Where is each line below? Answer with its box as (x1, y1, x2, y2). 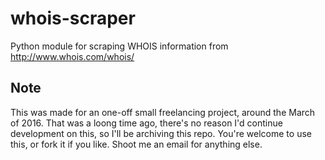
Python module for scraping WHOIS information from (10, 40, 229, 52)
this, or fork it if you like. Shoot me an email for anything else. (10, 138, 263, 150)
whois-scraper (10, 7, 136, 30)
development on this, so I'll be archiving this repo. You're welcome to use (10, 127, 312, 139)
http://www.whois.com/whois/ (10, 50, 135, 62)
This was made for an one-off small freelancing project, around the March (10, 106, 316, 118)
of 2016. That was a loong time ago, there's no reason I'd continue (10, 117, 283, 129)
